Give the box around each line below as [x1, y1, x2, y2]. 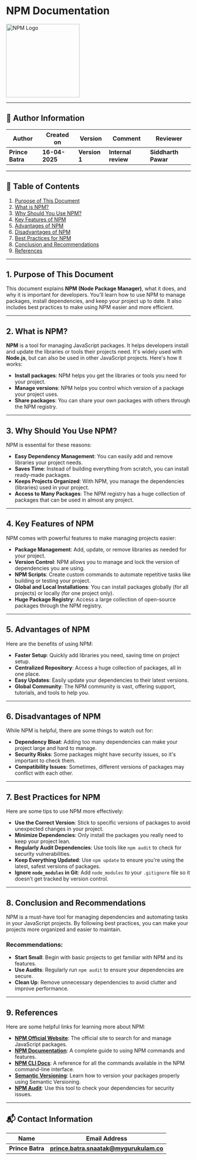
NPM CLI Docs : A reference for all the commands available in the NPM [14, 1060, 185, 1067]
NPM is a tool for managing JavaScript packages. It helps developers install [6, 342, 189, 349]
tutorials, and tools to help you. [14, 689, 90, 696]
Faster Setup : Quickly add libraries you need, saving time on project [14, 651, 180, 658]
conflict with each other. [14, 769, 73, 776]
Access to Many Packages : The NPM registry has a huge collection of [14, 490, 186, 497]
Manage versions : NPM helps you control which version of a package [14, 385, 185, 392]
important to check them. [14, 757, 76, 764]
